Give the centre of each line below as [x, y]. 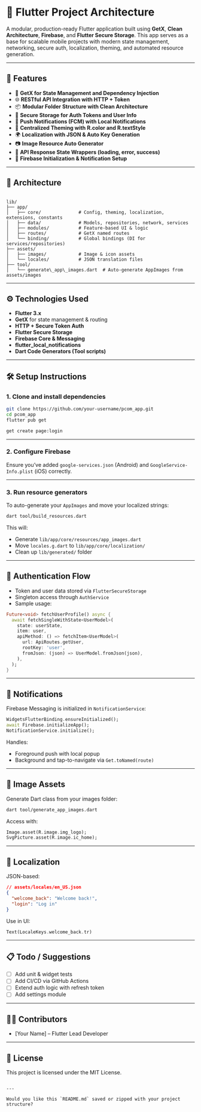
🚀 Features [27, 79]
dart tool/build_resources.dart [46, 517]
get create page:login [34, 431]
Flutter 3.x [28, 313]
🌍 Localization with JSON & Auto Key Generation [77, 135]
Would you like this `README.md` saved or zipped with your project [93, 1099]
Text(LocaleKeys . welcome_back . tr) [49, 932]
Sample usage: [33, 603]
